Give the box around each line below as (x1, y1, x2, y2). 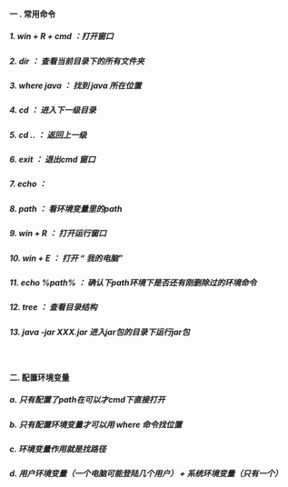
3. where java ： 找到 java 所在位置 (9, 80, 143, 91)
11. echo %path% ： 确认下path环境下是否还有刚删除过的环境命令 (9, 277, 257, 288)
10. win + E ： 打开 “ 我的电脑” (9, 253, 124, 263)
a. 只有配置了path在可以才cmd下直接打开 (9, 394, 165, 405)
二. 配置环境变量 (9, 372, 70, 383)
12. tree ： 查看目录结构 (9, 302, 98, 313)
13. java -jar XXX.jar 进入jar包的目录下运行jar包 (9, 326, 191, 337)
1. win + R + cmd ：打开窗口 (9, 31, 114, 42)
